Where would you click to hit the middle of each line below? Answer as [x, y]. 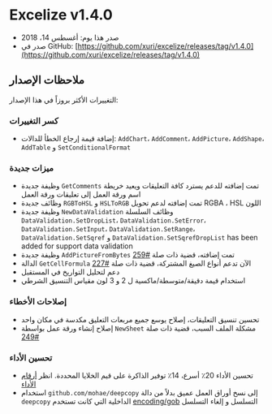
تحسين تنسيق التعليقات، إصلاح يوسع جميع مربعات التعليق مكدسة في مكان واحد [140, 319]
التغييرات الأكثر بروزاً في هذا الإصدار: [64, 100]
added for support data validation [77, 246]
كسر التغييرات [34, 121]
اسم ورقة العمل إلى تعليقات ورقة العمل [81, 194]
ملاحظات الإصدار [47, 80]
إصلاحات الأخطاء [38, 302]
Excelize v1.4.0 [61, 15]
